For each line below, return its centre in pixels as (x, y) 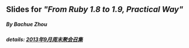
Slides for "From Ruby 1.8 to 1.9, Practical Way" (95, 10)
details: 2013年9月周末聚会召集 (45, 39)
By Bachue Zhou (27, 24)
